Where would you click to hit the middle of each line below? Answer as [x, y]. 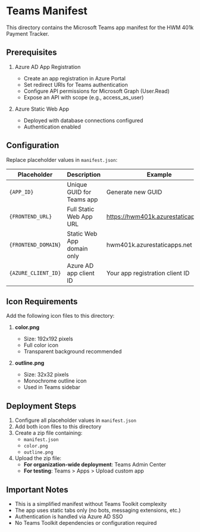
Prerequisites [32, 53]
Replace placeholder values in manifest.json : [62, 159]
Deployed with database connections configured [83, 120]
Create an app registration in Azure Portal [75, 78]
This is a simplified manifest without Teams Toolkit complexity [91, 504]
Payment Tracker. [28, 33]
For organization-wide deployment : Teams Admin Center [95, 465]
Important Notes [37, 489]
